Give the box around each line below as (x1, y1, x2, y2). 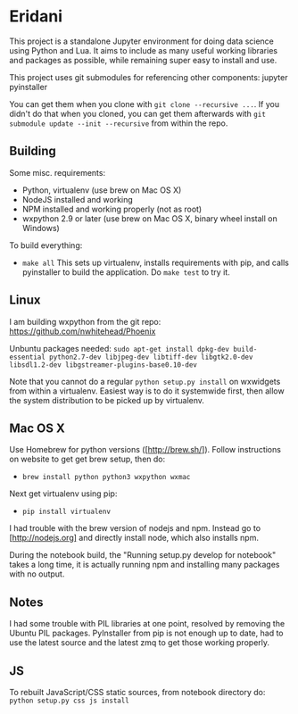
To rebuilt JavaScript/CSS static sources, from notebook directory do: (9, 687, 266, 697)
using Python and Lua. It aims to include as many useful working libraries (9, 45, 278, 55)
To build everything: (9, 239, 83, 251)
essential (9, 353, 46, 361)
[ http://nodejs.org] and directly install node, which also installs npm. (9, 533, 259, 544)
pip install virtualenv (21, 507, 112, 517)
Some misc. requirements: (9, 167, 105, 178)
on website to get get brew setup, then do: (9, 453, 166, 465)
